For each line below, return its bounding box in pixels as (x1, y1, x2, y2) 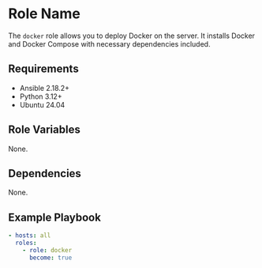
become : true (28, 254, 73, 262)
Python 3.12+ (19, 92, 62, 101)
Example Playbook (8, 210, 101, 224)
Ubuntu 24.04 (19, 100, 65, 109)
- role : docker (22, 246, 73, 254)
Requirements (8, 62, 79, 76)
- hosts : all (8, 232, 51, 240)
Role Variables (8, 123, 80, 137)
